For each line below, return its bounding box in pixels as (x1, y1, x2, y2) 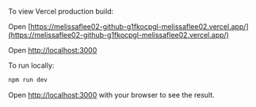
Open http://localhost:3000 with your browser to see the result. (8, 90, 216, 99)
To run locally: (8, 61, 55, 70)
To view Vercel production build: (8, 7, 114, 16)
